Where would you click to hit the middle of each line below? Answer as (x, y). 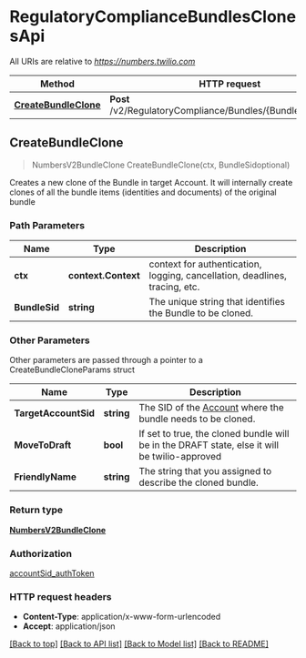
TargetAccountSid (55, 413)
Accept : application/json (69, 626)
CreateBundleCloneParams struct (72, 369)
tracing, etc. (174, 287)
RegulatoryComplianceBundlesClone (153, 17)
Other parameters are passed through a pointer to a (106, 360)
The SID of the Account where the (211, 408)
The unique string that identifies (217, 302)
